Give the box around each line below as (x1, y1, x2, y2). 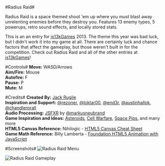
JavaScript (5, 136, 27, 142)
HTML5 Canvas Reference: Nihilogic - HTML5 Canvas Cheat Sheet (5, 126, 143, 132)
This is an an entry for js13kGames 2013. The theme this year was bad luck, (5, 34, 159, 39)
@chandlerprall (5, 105, 37, 111)
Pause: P (5, 80, 24, 85)
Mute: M (5, 85, 23, 90)
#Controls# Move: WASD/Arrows (5, 64, 73, 70)
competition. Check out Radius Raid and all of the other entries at (5, 49, 138, 55)
